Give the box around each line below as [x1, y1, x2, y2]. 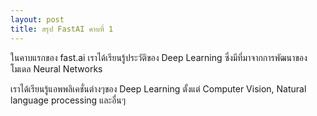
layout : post [10, 14, 65, 25]
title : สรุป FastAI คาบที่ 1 [10, 24, 114, 34]
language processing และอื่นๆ [10, 94, 127, 106]
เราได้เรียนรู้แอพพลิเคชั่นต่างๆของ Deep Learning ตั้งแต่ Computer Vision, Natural [10, 82, 307, 95]
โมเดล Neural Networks [10, 62, 103, 75]
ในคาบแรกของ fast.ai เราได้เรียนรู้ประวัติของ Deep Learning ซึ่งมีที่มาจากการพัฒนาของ [10, 51, 308, 63]
